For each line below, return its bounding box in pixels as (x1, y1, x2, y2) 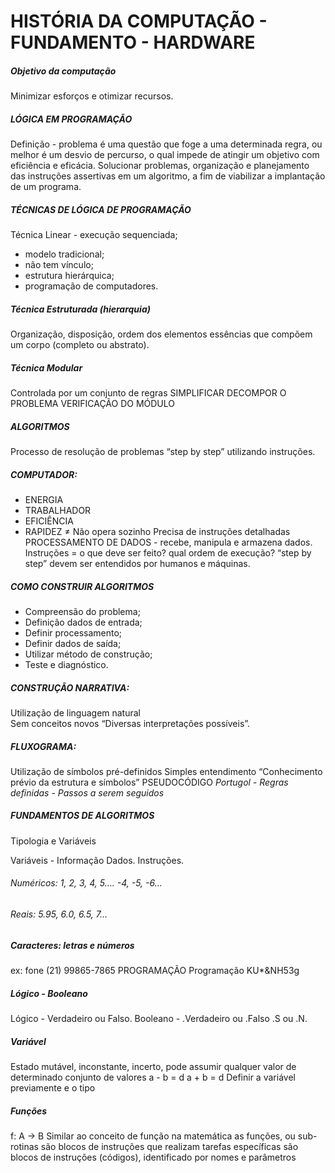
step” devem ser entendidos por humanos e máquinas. (24, 557, 251, 569)
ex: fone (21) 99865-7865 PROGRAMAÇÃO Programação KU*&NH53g (10, 965, 300, 977)
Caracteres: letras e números (10, 939, 135, 951)
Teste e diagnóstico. (24, 658, 109, 670)
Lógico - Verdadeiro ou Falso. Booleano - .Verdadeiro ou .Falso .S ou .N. (10, 1013, 308, 1024)
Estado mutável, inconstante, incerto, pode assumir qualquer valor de (10, 1060, 297, 1072)
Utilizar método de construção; (24, 648, 153, 660)
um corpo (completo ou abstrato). (10, 339, 150, 351)
